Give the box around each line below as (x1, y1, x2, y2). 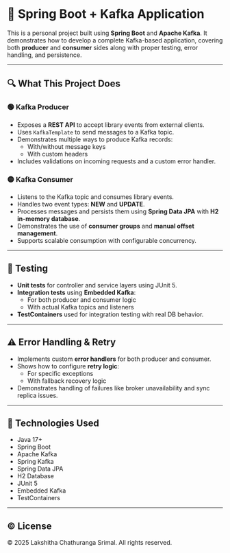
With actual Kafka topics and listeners (27, 303, 135, 311)
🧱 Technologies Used (7, 417, 99, 429)
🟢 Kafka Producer (7, 102, 70, 112)
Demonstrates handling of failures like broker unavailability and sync (16, 384, 210, 392)
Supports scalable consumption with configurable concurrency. (16, 236, 197, 244)
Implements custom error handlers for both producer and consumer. (16, 355, 212, 363)
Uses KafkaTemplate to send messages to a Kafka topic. (16, 128, 175, 136)
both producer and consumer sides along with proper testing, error (7, 43, 199, 51)
